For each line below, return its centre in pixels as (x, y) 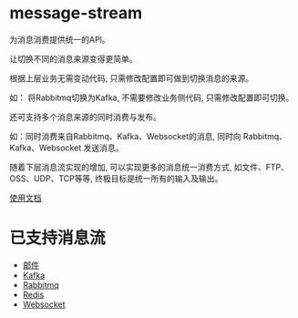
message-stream (76, 13)
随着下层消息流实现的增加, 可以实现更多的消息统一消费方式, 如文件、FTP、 (149, 167)
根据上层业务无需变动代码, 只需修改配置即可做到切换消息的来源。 (131, 78)
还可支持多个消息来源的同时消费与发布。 (85, 117)
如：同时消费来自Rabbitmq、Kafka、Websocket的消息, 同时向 (125, 136)
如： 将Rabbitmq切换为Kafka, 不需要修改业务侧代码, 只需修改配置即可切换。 (152, 97)
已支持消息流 (58, 238)
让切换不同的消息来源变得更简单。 (73, 58)
